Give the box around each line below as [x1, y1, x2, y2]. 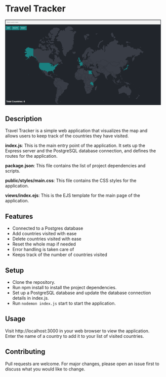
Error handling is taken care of [12, 247, 74, 252]
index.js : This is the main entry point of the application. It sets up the [5, 142, 146, 149]
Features [5, 212, 33, 221]
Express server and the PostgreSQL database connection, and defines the [5, 148, 157, 154]
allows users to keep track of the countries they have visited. [5, 133, 129, 139]
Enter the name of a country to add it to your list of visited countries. [5, 333, 144, 339]
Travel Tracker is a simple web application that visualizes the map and [5, 127, 148, 134]
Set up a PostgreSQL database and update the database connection [12, 290, 151, 296]
